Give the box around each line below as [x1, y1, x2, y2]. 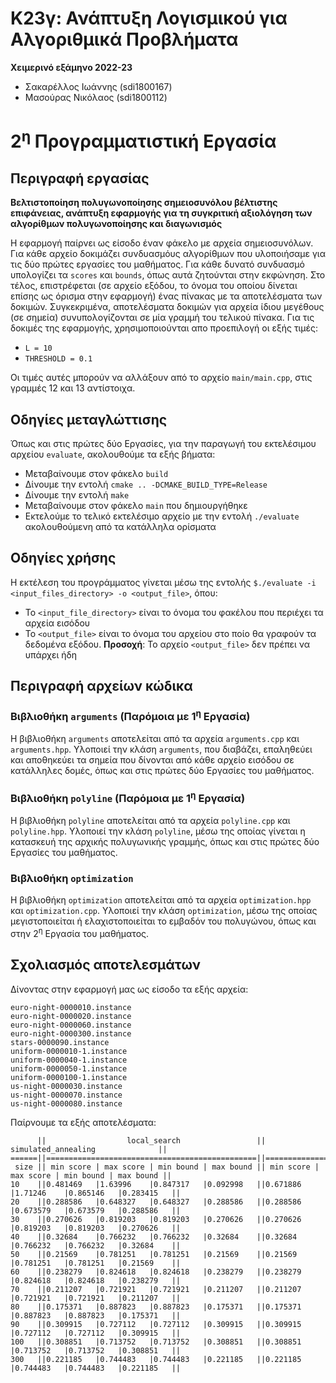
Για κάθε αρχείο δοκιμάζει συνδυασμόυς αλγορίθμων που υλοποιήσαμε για [10, 248, 326, 260]
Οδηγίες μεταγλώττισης [10, 411, 168, 428]
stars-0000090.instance [10, 1037, 110, 1047]
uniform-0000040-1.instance [10, 1055, 128, 1065]
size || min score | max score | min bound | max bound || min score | [14, 1162, 320, 1172]
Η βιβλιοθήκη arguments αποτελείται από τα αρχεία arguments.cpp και [10, 733, 300, 745]
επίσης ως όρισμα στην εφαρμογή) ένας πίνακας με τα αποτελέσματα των [10, 290, 323, 302]
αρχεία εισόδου [24, 617, 91, 629]
